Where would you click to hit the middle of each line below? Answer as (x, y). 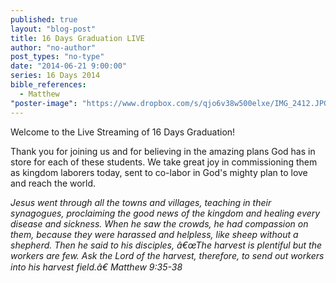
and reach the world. (53, 183)
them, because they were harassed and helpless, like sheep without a (154, 234)
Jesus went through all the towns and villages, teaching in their (141, 202)
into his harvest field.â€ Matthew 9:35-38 (96, 267)
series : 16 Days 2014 (55, 76)
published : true (44, 19)
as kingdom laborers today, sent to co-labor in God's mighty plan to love (159, 172)
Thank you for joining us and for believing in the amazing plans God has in (163, 151)
